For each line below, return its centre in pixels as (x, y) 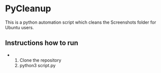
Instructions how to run (42, 43)
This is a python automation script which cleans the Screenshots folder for (81, 22)
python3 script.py (37, 65)
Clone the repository (40, 60)
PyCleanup (28, 9)
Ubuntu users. (19, 27)
